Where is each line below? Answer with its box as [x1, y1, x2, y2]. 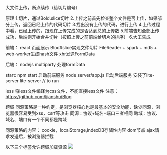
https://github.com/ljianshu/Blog [5, 94, 72, 99]
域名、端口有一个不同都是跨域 [5, 117, 67, 122]
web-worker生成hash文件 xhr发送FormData [5, 51, 95, 57]
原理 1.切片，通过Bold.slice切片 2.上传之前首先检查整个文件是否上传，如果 [5, 15, 158, 21]
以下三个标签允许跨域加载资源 [5, 144, 67, 150]
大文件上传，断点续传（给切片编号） [5, 5, 80, 10]
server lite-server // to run [5, 78, 59, 84]
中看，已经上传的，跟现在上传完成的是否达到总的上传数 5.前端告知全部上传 [5, 28, 159, 34]
